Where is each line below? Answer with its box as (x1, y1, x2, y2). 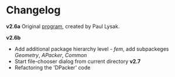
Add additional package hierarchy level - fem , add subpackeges (14, 45, 169, 52)
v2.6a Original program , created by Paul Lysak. (6, 23, 120, 30)
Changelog (6, 3, 61, 17)
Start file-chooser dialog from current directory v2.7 (14, 58, 141, 65)
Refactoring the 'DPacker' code (14, 64, 91, 71)
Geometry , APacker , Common (14, 51, 87, 58)
